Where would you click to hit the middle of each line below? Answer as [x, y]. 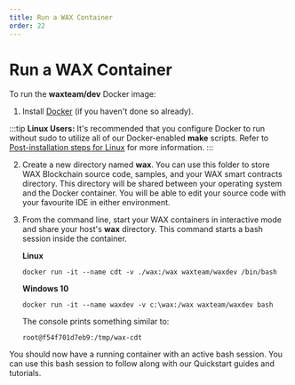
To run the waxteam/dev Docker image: [83, 94]
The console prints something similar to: [96, 322]
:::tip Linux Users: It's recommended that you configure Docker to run [137, 129]
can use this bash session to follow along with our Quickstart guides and [142, 364]
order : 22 [28, 26]
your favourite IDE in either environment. [96, 203]
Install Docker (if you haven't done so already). [108, 111]
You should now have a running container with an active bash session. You [146, 354]
